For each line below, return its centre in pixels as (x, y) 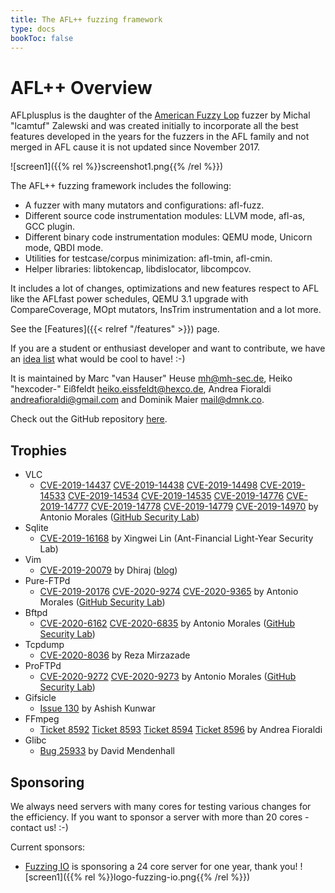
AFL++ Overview (81, 87)
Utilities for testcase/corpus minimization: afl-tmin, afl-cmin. (148, 258)
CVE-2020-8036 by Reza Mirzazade (115, 655)
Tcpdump (44, 645)
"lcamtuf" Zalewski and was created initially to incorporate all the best (154, 126)
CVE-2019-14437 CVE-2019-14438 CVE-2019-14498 (148, 485)
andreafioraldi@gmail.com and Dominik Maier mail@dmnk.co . (137, 400)
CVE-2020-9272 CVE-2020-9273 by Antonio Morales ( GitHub (168, 677)
